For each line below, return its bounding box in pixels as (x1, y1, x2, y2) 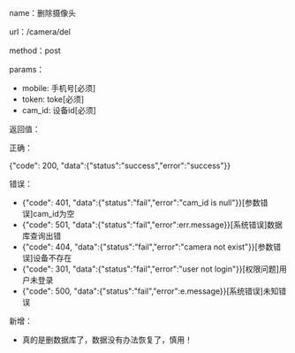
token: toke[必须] (21, 94, 84, 104)
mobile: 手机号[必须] (21, 83, 96, 93)
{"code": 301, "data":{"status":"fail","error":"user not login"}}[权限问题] (21, 264, 280, 274)
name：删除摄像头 (9, 8, 77, 18)
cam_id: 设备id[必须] (21, 105, 97, 115)
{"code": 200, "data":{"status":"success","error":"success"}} (9, 160, 231, 171)
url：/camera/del (9, 27, 71, 37)
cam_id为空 (32, 209, 75, 219)
